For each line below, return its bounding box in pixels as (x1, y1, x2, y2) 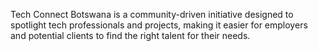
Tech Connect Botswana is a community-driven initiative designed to (10, 9, 294, 20)
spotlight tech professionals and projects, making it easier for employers (10, 19, 308, 31)
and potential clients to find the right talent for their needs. (10, 30, 251, 41)
